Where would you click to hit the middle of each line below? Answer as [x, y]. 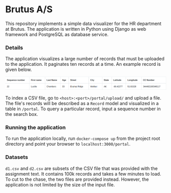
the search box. [22, 114]
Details [14, 47]
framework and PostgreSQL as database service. [57, 34]
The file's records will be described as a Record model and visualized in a [82, 104]
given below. [19, 69]
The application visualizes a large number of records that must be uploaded [85, 59]
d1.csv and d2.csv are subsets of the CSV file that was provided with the [82, 168]
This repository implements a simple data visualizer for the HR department [83, 23]
